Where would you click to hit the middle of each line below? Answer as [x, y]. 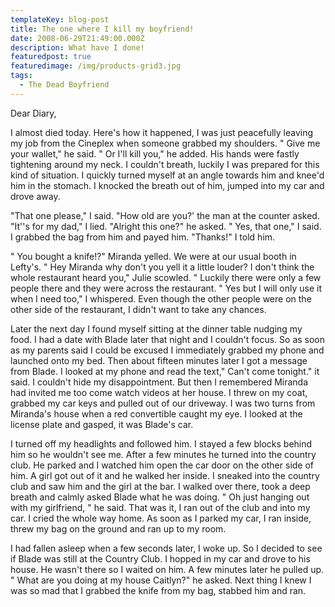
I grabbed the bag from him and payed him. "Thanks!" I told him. [143, 237]
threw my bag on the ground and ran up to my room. [118, 528]
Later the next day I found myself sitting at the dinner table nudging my [156, 328]
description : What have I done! [77, 47]
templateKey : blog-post [60, 19]
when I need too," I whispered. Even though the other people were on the [161, 298]
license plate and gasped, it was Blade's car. [102, 424]
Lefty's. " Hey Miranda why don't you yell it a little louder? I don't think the [162, 267]
